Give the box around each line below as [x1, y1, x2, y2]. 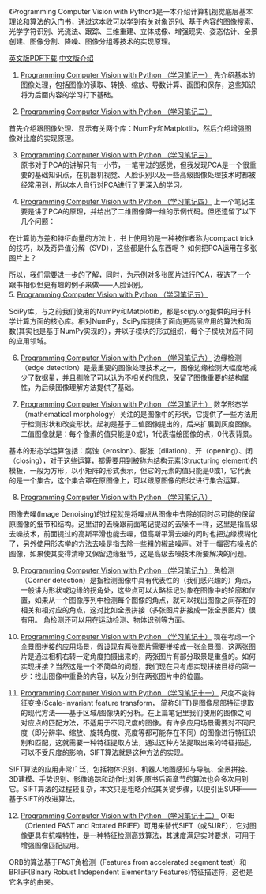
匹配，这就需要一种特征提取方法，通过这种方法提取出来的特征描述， [34, 738, 256, 747]
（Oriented [20, 821, 56, 830]
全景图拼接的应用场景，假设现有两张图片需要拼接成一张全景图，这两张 [20, 642, 249, 651]
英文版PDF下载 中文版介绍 [9, 54, 94, 63]
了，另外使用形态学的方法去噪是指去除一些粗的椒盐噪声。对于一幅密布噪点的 [9, 539, 258, 548]
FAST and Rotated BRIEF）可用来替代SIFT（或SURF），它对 [57, 821, 250, 830]
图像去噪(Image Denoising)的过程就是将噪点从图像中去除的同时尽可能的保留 [9, 510, 256, 518]
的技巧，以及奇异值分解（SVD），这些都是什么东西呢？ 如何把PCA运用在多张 [9, 244, 257, 252]
